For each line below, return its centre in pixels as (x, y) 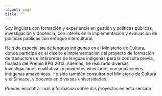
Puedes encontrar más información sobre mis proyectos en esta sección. (79, 88)
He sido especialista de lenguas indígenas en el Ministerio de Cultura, (75, 48)
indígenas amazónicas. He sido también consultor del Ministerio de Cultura (81, 74)
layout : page (18, 10)
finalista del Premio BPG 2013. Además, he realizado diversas (67, 63)
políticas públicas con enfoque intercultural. (49, 38)
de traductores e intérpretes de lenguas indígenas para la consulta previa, (80, 58)
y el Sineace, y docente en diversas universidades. (56, 79)
